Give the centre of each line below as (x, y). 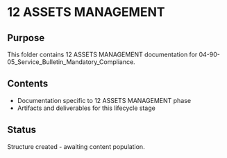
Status (22, 130)
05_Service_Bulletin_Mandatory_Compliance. (71, 62)
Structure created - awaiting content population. (76, 146)
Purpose (26, 38)
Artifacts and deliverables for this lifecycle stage (86, 108)
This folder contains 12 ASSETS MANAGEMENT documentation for (102, 54)
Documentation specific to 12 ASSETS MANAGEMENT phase (104, 100)
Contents (28, 84)
